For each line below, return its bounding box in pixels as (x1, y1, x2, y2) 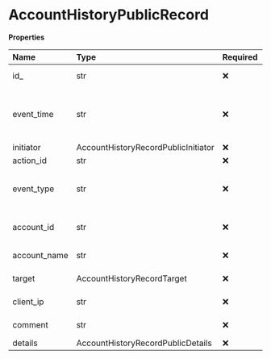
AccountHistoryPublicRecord (8, 6, 210, 24)
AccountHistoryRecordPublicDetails (76, 337, 212, 349)
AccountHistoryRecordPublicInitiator (76, 141, 215, 152)
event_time (12, 108, 54, 119)
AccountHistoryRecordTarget (76, 273, 187, 284)
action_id (12, 155, 47, 166)
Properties (8, 32, 45, 42)
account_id (12, 221, 55, 232)
